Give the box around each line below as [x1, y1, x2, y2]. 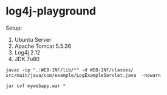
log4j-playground [5, 4, 97, 18]
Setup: [5, 24, 22, 31]
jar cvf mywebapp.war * [5, 83, 66, 89]
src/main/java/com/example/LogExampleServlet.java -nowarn [5, 72, 162, 78]
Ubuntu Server [14, 36, 52, 43]
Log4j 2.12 [14, 48, 41, 56]
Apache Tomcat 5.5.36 [14, 42, 72, 50]
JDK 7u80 [14, 55, 40, 62]
